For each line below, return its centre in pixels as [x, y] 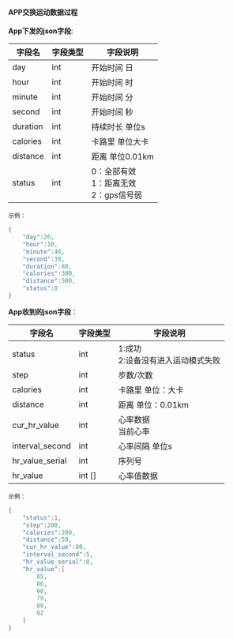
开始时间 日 [112, 68]
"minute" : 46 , [44, 252]
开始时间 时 [112, 83]
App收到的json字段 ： [43, 311]
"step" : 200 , [42, 525]
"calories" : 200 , [49, 532]
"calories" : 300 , [49, 274]
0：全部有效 [114, 171]
